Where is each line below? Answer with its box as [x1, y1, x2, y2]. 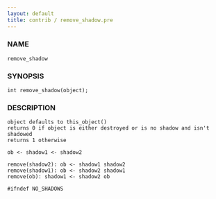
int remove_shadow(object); [7, 87, 89, 94]
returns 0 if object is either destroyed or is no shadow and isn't [7, 125, 210, 132]
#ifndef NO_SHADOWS [7, 185, 64, 193]
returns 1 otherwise [7, 137, 67, 144]
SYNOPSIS [7, 71, 44, 80]
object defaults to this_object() [7, 119, 108, 126]
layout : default [7, 10, 54, 17]
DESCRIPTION [7, 103, 56, 113]
